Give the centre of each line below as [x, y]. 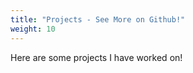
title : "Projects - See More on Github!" [98, 19]
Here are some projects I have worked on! [96, 57]
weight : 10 [33, 29]
